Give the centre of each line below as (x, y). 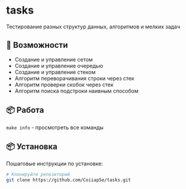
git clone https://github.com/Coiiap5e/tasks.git (69, 180)
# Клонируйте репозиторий (38, 175)
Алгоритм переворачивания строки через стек (74, 78)
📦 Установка (32, 146)
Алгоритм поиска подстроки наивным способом (76, 91)
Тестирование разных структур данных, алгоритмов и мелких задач (93, 27)
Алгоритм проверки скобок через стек (64, 84)
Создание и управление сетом (54, 59)
